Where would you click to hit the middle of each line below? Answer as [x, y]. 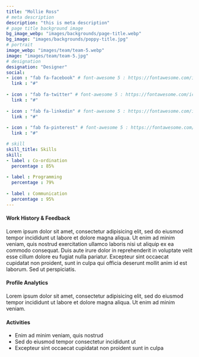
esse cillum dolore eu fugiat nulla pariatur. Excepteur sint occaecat [87, 257]
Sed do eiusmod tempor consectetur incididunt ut [75, 342]
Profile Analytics [27, 283]
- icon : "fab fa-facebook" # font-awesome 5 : [66, 78]
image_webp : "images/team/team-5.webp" [55, 50]
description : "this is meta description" [58, 23]
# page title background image [45, 28]
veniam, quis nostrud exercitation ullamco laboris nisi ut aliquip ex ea [90, 244]
